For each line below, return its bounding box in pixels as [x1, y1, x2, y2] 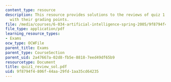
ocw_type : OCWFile [5, 41, 44, 46]
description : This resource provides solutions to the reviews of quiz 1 [5, 12, 165, 17]
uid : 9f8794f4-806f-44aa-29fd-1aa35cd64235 [5, 69, 99, 74]
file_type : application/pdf [5, 26, 65, 32]
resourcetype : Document [5, 60, 56, 65]
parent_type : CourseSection [5, 50, 65, 55]
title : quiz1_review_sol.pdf [5, 64, 67, 69]
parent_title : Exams [5, 45, 49, 50]
